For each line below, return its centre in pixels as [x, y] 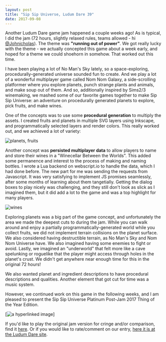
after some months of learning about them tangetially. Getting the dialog [79, 182]
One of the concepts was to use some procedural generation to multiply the [83, 115]
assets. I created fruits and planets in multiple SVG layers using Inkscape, [80, 121]
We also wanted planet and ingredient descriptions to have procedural [77, 274]
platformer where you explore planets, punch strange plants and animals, [80, 85]
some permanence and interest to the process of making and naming [76, 161]
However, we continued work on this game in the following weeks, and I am [82, 294]
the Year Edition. [22, 305]
